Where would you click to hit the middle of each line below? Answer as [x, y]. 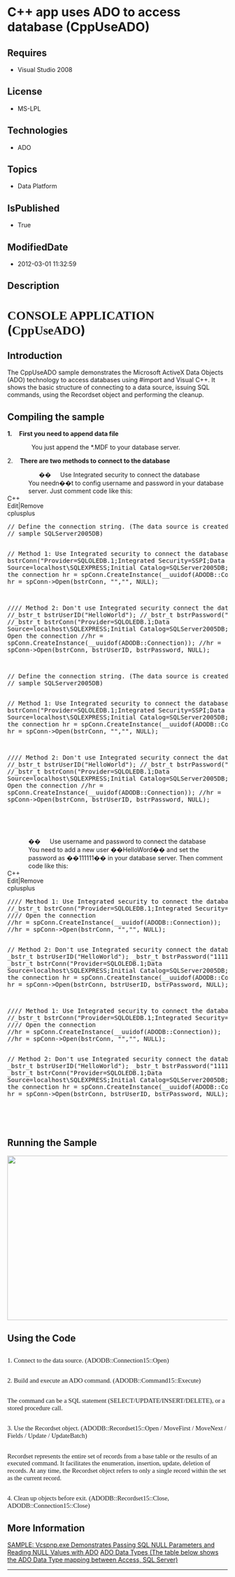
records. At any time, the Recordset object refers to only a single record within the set [117, 1471]
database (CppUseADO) [79, 27]
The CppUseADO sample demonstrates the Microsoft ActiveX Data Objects [115, 372]
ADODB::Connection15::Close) [49, 1506]
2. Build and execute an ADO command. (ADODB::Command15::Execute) [104, 1381]
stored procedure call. [35, 1408]
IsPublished [34, 208]
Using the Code [42, 1339]
